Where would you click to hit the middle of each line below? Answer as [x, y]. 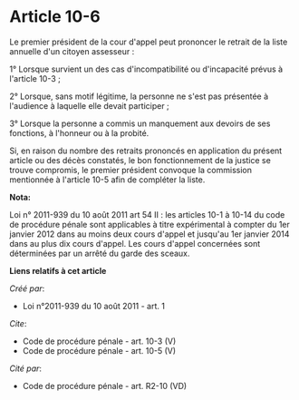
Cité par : [26, 368]
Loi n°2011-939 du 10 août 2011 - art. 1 [94, 306]
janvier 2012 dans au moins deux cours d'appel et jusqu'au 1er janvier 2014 [149, 234]
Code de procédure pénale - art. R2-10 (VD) [105, 385]
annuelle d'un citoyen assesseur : [72, 51]
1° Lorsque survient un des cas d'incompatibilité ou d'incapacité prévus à [146, 69]
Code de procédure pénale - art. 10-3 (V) [99, 341]
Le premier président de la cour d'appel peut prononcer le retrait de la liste [149, 42]
